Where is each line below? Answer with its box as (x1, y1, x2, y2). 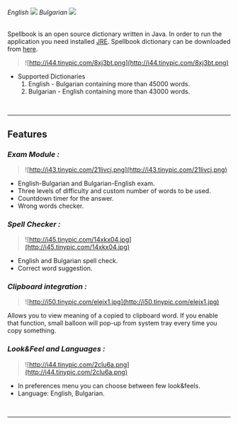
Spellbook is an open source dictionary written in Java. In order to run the (7, 30, 222, 38)
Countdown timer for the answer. (17, 194, 115, 202)
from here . (7, 45, 38, 54)
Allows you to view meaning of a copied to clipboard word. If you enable (7, 311, 218, 320)
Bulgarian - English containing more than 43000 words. (28, 87, 191, 96)
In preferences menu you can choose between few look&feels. (17, 381, 200, 390)
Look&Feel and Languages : (7, 344, 106, 354)
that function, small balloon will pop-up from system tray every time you (7, 319, 217, 327)
